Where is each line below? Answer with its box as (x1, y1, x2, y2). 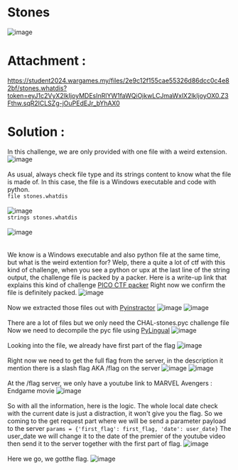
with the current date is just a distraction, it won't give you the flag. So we (7, 409, 223, 417)
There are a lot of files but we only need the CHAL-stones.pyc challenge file (7, 318, 229, 327)
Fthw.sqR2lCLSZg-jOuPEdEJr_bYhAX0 (7, 99, 120, 107)
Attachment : (7, 53, 87, 69)
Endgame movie (7, 386, 55, 395)
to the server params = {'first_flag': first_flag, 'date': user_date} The (7, 424, 232, 432)
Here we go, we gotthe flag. (7, 454, 89, 463)
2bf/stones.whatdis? (7, 83, 67, 92)
